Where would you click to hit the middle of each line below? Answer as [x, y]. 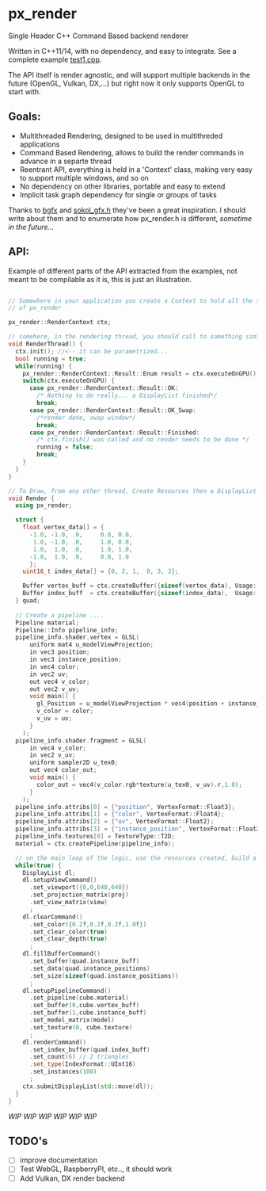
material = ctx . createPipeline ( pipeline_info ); [95, 844]
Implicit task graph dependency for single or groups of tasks [118, 194]
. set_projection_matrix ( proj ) [79, 895]
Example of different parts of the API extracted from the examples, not [123, 271]
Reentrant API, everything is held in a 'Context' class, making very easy [136, 169]
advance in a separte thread [66, 161]
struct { [30, 520]
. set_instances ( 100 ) [63, 1072]
